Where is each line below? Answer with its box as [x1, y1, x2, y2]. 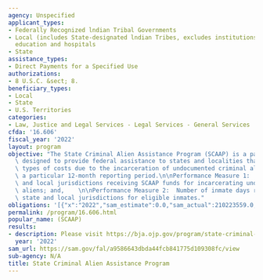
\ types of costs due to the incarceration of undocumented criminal [15, 165, 247, 173]
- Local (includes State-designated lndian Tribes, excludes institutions [8, 33, 258, 42]
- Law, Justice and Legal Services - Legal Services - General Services [8, 121, 250, 129]
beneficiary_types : [8, 84, 72, 93]
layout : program [8, 143, 61, 151]
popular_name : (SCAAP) [8, 216, 82, 224]
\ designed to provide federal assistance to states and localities [15, 158, 243, 165]
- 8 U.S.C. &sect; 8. [8, 77, 79, 85]
